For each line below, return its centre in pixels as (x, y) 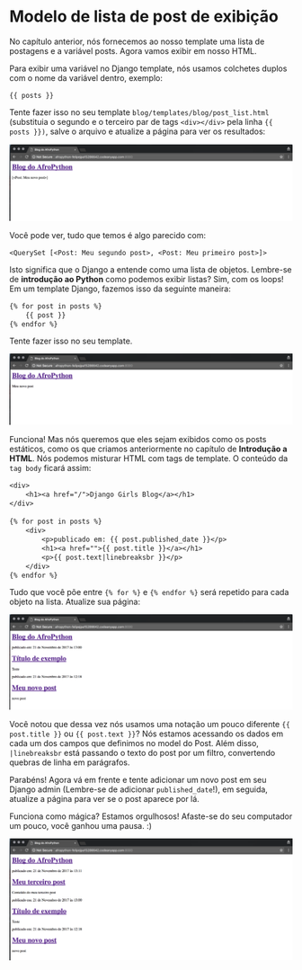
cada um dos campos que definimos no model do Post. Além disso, (134, 743)
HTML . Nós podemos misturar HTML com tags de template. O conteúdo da (149, 458)
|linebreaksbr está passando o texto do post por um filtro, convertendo (142, 752)
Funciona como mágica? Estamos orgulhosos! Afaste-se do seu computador (151, 816)
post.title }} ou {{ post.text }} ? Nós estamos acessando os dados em (147, 734)
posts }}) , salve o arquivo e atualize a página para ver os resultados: (138, 131)
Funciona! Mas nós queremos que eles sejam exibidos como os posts (138, 439)
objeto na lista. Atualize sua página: (75, 601)
